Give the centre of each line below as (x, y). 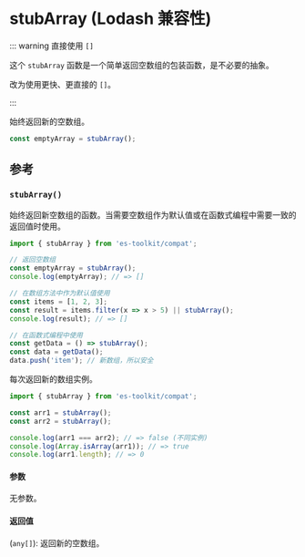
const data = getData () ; (56, 352)
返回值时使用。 (37, 226)
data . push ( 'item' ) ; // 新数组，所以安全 (81, 361)
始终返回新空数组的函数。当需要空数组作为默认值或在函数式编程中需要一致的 (153, 214)
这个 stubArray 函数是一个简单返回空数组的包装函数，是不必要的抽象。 (142, 65)
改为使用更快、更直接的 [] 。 (63, 84)
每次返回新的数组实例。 (53, 379)
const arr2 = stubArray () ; (61, 421)
